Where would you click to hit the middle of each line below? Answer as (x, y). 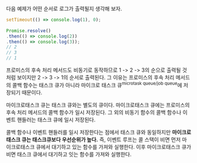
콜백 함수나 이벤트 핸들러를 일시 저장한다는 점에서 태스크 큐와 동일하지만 (89, 132)
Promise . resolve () (29, 31)
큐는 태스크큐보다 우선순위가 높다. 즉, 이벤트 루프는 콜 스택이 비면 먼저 (101, 139)
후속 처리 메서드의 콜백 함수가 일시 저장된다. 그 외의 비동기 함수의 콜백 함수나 (94, 112)
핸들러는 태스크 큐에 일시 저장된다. (56, 119)
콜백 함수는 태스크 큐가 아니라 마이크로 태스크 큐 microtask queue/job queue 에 (97, 84)
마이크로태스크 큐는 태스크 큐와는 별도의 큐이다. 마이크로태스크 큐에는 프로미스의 (98, 105)
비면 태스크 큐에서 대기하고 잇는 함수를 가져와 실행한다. (69, 154)
